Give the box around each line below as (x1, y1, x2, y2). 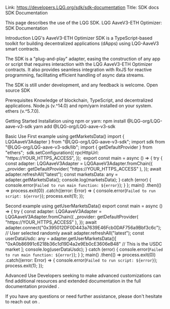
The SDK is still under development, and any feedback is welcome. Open (5, 82, 158, 88)
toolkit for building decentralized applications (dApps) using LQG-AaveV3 (5, 40, 159, 46)
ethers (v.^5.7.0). (5, 108, 40, 114)
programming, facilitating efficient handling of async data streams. (5, 72, 145, 78)
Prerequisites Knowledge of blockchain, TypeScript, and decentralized (5, 97, 153, 103)
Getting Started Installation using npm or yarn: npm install (5, 118, 126, 124)
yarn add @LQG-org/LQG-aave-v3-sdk (33, 124, 116, 129)
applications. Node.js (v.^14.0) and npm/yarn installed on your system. (5, 103, 153, 109)
